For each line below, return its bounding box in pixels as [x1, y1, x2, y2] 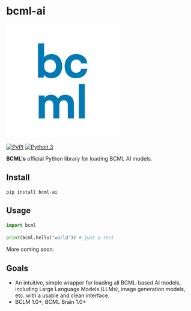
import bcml [6, 222, 36, 228]
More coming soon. [6, 245, 55, 253]
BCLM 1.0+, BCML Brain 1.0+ [14, 298, 86, 305]
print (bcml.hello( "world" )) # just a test [6, 235, 114, 241]
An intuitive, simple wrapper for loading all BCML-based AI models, [14, 279, 181, 286]
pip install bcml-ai [6, 189, 58, 195]
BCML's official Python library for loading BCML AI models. [6, 155, 153, 162]
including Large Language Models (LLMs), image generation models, [14, 286, 186, 292]
